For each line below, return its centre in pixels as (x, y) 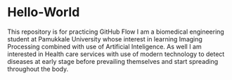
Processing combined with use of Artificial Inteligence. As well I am (104, 46)
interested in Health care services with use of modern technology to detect (116, 54)
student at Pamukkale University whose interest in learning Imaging (105, 39)
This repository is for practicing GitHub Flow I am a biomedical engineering (116, 32)
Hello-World (44, 12)
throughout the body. (38, 69)
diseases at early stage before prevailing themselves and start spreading (113, 61)
